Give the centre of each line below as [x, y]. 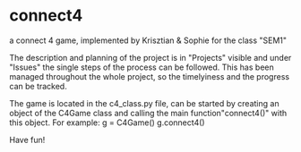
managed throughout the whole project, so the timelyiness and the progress [149, 76]
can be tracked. [38, 86]
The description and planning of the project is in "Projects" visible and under [150, 57]
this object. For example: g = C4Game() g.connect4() [107, 122]
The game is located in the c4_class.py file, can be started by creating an [144, 103]
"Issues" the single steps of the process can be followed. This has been [142, 67]
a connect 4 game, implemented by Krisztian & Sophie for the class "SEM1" [148, 40]
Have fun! [27, 139]
